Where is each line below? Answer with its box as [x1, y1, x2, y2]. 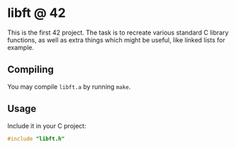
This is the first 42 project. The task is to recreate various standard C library [7, 28, 229, 37]
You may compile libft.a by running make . [7, 82, 131, 91]
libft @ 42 [7, 5, 66, 21]
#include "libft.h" [7, 135, 65, 142]
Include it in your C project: [7, 121, 86, 130]
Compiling [7, 63, 55, 75]
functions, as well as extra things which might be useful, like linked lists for [7, 35, 225, 44]
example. [7, 43, 34, 51]
